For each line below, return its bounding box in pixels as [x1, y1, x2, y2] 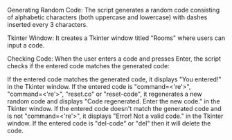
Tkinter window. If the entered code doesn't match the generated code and [7, 105, 222, 112]
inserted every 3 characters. [7, 21, 88, 28]
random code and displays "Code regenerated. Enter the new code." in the [7, 97, 220, 106]
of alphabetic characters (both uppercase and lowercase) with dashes [7, 13, 208, 21]
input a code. [7, 41, 45, 49]
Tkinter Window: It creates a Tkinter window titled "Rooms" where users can [7, 34, 226, 42]
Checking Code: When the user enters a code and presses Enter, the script [7, 54, 222, 63]
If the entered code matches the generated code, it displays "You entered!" [7, 75, 222, 83]
